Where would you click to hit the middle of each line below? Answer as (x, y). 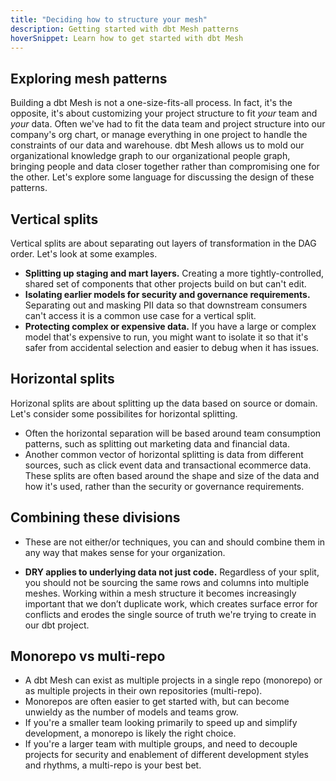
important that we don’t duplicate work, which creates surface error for (171, 603)
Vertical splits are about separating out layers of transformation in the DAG (163, 243)
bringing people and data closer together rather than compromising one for (165, 167)
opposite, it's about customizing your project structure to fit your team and (164, 113)
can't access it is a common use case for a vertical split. (140, 315)
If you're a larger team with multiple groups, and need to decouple (161, 744)
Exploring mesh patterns (89, 78)
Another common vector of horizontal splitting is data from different (164, 454)
